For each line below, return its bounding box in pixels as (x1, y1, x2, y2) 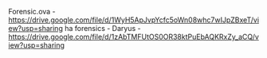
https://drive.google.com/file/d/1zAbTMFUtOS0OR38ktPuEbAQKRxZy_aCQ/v (8, 32, 259, 41)
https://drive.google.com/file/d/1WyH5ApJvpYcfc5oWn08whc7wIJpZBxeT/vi (8, 15, 260, 25)
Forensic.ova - (8, 7, 56, 16)
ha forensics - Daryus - (65, 24, 141, 33)
